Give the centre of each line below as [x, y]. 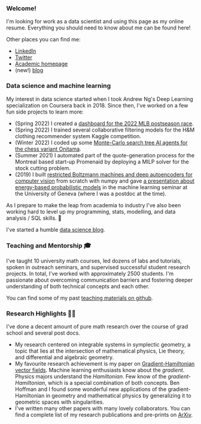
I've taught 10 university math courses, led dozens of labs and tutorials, [94, 261]
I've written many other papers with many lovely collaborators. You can [102, 408]
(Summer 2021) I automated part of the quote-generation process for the [105, 155]
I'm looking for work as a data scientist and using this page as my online [95, 22]
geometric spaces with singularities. [60, 402]
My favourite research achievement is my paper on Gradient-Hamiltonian [105, 364]
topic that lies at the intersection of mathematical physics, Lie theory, [100, 351]
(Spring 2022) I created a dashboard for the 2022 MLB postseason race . [104, 123]
